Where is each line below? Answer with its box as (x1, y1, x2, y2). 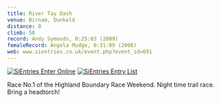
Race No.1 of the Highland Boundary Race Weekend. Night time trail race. (7, 80, 215, 89)
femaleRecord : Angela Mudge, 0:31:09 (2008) (7, 42, 137, 49)
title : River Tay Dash (7, 10, 72, 17)
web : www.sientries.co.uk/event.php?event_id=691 (7, 49, 153, 56)
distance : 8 (7, 23, 41, 30)
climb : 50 (7, 29, 36, 36)
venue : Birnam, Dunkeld (7, 16, 76, 23)
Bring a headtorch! (7, 87, 60, 96)
